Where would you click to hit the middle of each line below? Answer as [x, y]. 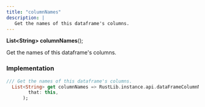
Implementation [31, 68]
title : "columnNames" [34, 12]
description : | [26, 18]
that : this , [44, 92]
